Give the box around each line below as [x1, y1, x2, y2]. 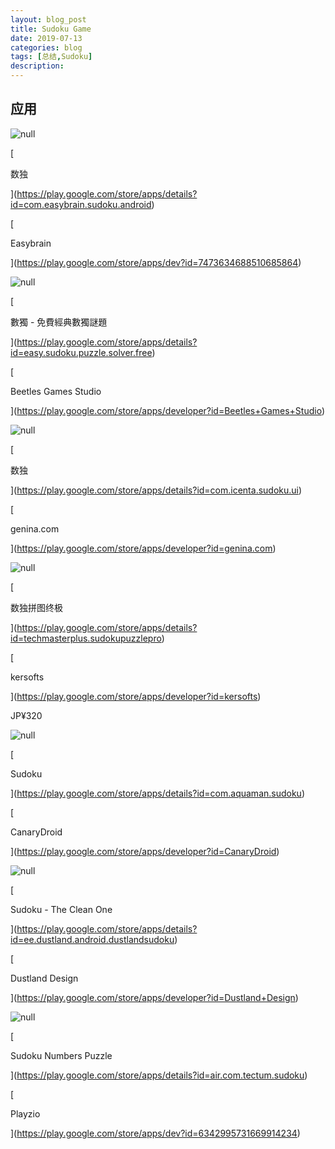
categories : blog [10, 42, 83, 53]
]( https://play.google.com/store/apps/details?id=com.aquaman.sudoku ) [10, 787, 306, 799]
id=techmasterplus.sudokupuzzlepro [10, 632, 162, 644]
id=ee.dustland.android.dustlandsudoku [10, 933, 175, 945]
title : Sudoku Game [10, 24, 92, 34]
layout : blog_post [10, 14, 87, 25]
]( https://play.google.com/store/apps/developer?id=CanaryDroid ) [10, 845, 280, 857]
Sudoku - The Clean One [10, 903, 113, 915]
